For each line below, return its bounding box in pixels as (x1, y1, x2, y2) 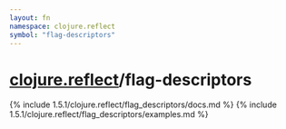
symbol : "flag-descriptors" (9, 30, 116, 39)
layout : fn (9, 13, 51, 23)
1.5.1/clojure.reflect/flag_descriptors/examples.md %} (9, 109, 209, 120)
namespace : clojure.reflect (9, 22, 116, 31)
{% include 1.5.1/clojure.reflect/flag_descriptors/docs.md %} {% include (9, 99, 277, 110)
